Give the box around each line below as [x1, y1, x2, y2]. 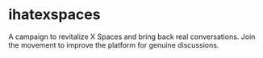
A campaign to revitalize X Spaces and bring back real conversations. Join [8, 32, 256, 41]
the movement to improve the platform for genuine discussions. [8, 40, 219, 49]
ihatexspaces [8, 6, 101, 24]
